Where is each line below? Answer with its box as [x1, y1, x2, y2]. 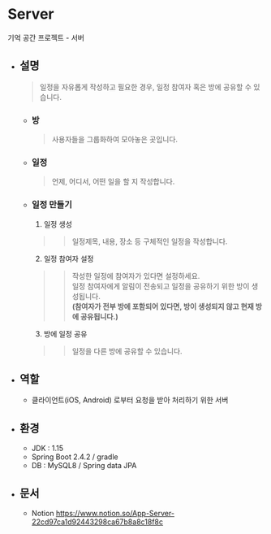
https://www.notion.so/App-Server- [55, 509, 175, 519]
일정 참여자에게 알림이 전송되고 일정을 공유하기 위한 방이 [71, 281, 250, 291]
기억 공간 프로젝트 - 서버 [7, 33, 84, 42]
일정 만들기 [31, 199, 72, 211]
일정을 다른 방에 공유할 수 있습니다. [71, 346, 183, 356]
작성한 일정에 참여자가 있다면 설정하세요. [71, 271, 200, 280]
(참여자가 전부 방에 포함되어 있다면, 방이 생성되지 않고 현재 [71, 302, 255, 311]
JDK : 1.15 [31, 444, 64, 454]
